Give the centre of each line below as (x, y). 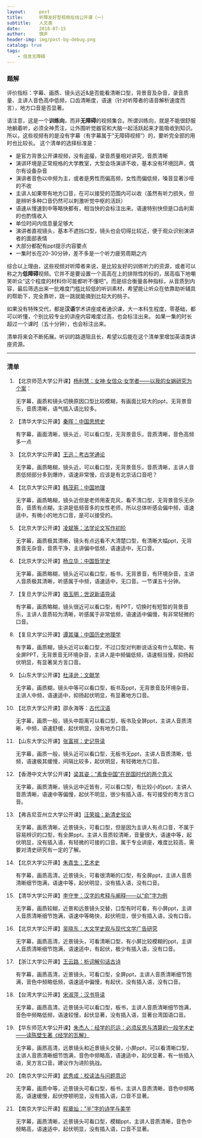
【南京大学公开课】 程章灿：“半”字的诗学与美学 (73, 1109)
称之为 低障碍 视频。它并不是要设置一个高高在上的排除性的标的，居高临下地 (99, 273)
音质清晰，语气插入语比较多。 (63, 409)
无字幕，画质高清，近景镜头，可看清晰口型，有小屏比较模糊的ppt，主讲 (104, 941)
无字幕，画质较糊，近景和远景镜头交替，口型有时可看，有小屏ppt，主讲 (104, 908)
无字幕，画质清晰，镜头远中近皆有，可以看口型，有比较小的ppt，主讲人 (104, 787)
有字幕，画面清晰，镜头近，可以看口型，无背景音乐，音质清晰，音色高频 (105, 434)
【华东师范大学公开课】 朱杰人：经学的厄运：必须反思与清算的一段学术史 (105, 1028)
